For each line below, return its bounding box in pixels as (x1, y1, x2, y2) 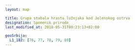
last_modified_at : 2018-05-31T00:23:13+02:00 (5, 25, 99, 29)
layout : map (5, 7, 29, 12)
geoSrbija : (5, 33, 27, 38)
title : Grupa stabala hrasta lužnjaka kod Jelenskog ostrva (5, 15, 131, 21)
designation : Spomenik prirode (5, 20, 69, 25)
